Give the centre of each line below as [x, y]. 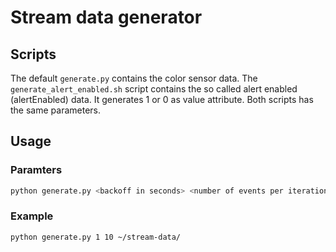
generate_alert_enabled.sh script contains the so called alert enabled [154, 89]
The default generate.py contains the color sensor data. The [134, 78]
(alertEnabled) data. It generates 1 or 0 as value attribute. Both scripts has [162, 99]
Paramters [36, 170]
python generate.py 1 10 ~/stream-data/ [96, 237]
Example [32, 216]
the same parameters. [55, 110]
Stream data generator [106, 17]
